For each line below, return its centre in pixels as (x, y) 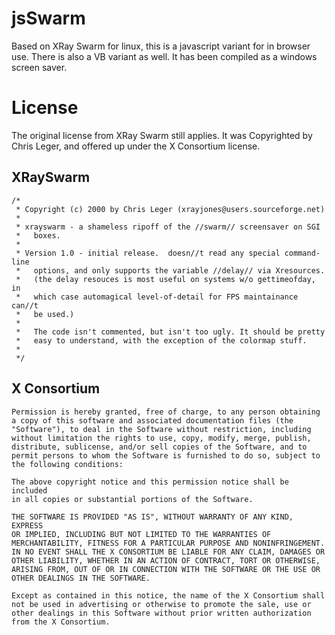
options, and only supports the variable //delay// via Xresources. (179, 270)
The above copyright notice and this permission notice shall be (150, 482)
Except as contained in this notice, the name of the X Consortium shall (168, 595)
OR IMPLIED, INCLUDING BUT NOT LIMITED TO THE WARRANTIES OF (141, 534)
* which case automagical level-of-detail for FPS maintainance (157, 297)
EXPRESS (27, 525)
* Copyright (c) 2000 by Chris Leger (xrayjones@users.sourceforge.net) (170, 209)
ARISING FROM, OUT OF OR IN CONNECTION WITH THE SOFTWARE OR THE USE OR (166, 569)
